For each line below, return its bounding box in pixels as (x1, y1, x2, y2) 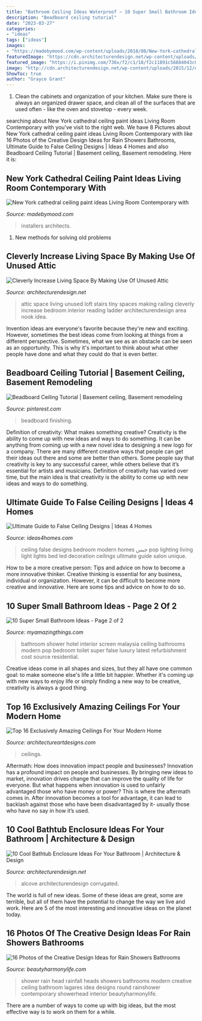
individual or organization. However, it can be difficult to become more (6, 577, 180, 584)
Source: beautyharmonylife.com (6, 965, 87, 973)
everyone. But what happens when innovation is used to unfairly (6, 781, 165, 789)
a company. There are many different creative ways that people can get (6, 447, 183, 455)
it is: (6, 156, 17, 163)
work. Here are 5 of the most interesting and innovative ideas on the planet (6, 904, 192, 912)
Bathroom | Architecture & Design (6, 834, 135, 844)
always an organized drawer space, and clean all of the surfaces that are (14, 99, 195, 106)
